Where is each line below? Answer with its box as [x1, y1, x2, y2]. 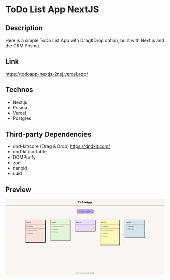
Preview [5, 185, 32, 194]
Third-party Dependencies [5, 130, 92, 139]
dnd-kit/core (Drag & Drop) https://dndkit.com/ [12, 143, 110, 149]
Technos [5, 85, 34, 95]
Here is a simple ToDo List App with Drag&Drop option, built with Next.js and [5, 37, 164, 43]
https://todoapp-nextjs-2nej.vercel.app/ [5, 71, 89, 77]
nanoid [12, 165, 27, 171]
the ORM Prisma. [5, 43, 40, 49]
